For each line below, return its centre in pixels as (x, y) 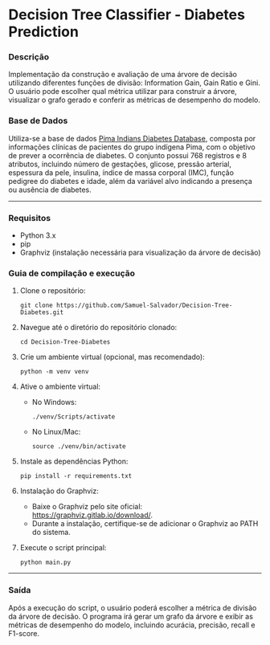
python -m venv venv (54, 372)
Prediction (43, 32)
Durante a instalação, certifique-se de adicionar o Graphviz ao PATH (145, 524)
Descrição (29, 57)
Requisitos (29, 218)
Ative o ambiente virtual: (60, 386)
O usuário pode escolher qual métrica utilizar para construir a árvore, (123, 92)
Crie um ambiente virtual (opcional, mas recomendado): (112, 357)
